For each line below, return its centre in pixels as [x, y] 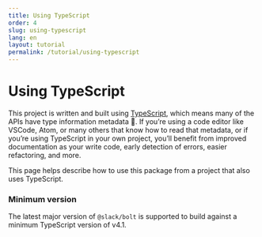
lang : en [23, 38]
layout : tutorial [37, 45]
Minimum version [42, 199]
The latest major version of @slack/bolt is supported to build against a [123, 216]
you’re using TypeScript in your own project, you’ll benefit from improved [127, 138]
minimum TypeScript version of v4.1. [67, 225]
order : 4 [23, 23]
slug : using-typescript [47, 30]
